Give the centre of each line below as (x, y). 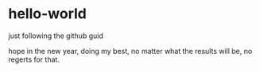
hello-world (48, 14)
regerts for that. (34, 59)
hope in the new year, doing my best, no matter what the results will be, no (130, 51)
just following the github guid (56, 36)
